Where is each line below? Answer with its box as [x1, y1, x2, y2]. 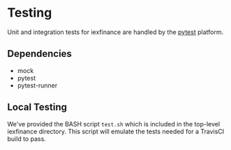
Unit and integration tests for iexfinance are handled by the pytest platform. [7, 28, 224, 36]
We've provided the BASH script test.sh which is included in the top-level [7, 119, 221, 128]
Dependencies [7, 48, 72, 60]
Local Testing [7, 101, 68, 113]
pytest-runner [17, 81, 58, 90]
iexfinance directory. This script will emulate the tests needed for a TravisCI [7, 127, 225, 135]
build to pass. [7, 134, 47, 143]
